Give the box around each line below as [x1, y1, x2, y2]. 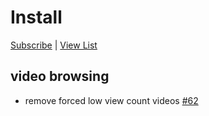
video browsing [10, 68, 110, 85]
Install [10, 6, 63, 29]
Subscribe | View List [10, 39, 98, 51]
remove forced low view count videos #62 [24, 94, 199, 106]
